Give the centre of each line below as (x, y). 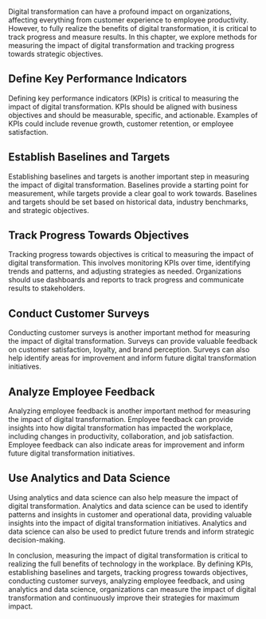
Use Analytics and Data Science (89, 478)
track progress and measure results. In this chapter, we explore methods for (133, 37)
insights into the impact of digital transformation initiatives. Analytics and (127, 522)
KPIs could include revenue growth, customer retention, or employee (121, 124)
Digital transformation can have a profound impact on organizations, (120, 12)
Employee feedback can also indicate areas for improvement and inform (127, 445)
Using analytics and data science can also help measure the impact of (123, 497)
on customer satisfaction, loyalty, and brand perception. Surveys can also (129, 349)
